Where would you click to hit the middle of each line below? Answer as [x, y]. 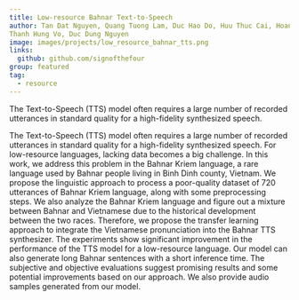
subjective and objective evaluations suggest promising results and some [144, 267]
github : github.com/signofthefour [81, 59]
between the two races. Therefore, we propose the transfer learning [134, 220]
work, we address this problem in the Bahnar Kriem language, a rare [134, 163]
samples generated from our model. [75, 286]
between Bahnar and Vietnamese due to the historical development [133, 210]
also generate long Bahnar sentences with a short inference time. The [137, 257]
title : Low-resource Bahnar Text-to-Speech [91, 17]
